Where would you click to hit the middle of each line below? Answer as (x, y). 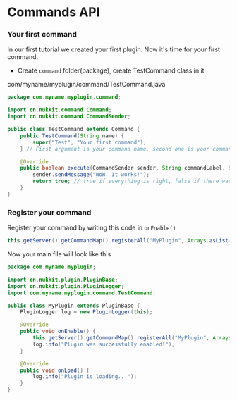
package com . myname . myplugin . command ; (64, 97)
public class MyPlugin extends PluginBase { (74, 306)
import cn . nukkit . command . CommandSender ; (69, 117)
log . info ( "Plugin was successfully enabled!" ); (104, 344)
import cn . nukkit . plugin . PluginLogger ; (66, 286)
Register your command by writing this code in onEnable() (92, 228)
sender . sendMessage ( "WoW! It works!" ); (91, 175)
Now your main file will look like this (59, 254)
